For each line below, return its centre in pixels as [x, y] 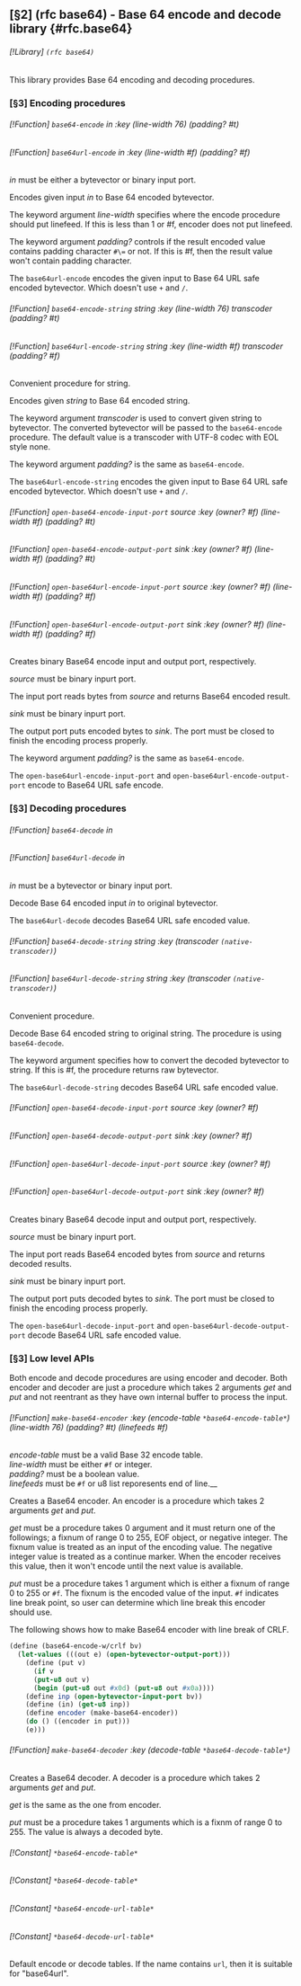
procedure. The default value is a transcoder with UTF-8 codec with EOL [144, 437]
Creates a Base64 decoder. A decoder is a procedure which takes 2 [135, 1778]
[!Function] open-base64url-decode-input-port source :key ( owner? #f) [140, 1163]
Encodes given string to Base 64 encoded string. [100, 401]
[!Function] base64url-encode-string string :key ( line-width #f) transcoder [146, 346]
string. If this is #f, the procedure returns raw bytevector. [114, 1070]
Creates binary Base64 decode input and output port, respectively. [133, 1219]
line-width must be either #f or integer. [81, 1465]
